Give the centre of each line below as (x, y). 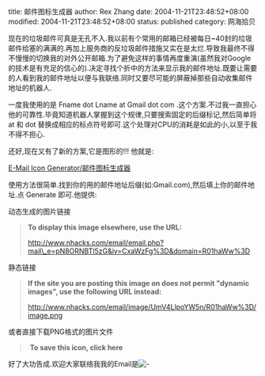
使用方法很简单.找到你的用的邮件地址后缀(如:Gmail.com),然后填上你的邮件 (128, 185)
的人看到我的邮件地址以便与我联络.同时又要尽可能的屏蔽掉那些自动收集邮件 (131, 78)
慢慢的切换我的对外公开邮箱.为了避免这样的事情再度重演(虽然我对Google (133, 58)
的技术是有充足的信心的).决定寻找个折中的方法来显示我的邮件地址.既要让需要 (133, 68)
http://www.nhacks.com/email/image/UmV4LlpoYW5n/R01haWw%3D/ (142, 307)
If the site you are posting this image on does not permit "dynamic (138, 283)
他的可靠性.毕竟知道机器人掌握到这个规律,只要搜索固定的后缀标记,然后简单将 (132, 114)
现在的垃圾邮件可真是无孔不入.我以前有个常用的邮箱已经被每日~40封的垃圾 (131, 38)
